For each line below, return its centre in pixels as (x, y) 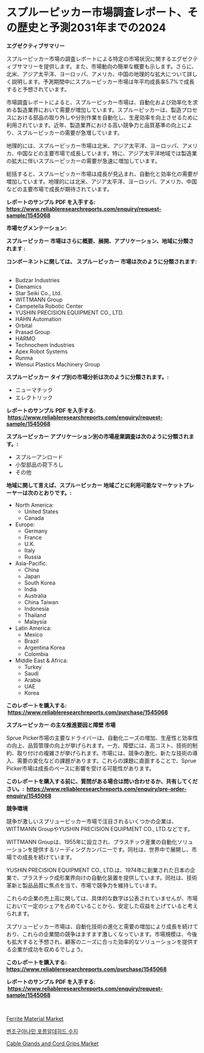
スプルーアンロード (39, 457)
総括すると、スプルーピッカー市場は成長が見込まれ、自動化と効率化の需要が (102, 174)
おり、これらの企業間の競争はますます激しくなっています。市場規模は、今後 (102, 934)
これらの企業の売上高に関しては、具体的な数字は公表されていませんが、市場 (102, 898)
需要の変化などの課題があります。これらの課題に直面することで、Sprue (107, 760)
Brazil (31, 641)
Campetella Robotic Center (49, 306)
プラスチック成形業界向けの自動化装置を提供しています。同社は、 (104, 877)
